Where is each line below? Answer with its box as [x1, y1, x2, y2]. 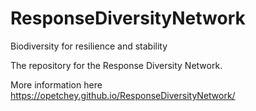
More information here [10, 78, 103, 91]
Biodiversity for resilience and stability [10, 40, 168, 52]
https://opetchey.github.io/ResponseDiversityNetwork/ [10, 89, 236, 101]
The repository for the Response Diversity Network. [10, 59, 223, 71]
